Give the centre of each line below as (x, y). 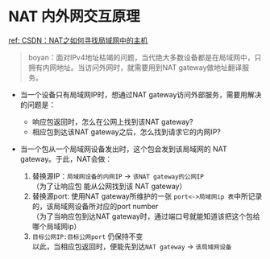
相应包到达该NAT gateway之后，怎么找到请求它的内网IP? (127, 132)
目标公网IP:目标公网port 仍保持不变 (87, 236)
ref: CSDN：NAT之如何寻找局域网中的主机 (78, 40)
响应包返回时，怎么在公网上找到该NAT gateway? (112, 121)
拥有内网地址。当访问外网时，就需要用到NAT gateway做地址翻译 (135, 67)
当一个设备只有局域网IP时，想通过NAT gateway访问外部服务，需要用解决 (141, 94)
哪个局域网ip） (56, 226)
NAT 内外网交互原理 (75, 16)
